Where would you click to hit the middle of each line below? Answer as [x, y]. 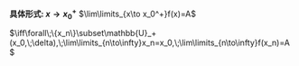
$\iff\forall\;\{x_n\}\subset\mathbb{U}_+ [83, 33]
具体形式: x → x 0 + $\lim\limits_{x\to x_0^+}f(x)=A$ [103, 14]
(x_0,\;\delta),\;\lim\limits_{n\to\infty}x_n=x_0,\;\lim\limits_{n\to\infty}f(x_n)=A [150, 42]
